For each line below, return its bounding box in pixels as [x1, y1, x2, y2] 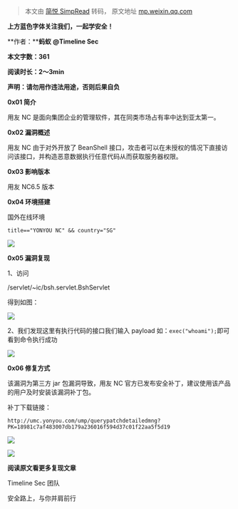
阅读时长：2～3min [7, 68, 65, 76]
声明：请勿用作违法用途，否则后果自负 [7, 83, 120, 91]
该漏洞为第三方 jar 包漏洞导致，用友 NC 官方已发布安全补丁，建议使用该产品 [7, 379, 232, 387]
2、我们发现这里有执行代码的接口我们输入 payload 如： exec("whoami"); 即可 [7, 327, 230, 334]
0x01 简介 [7, 98, 37, 106]
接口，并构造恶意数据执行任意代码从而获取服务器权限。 [19, 153, 182, 160]
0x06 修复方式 [7, 364, 51, 372]
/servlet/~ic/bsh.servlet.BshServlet [7, 283, 110, 292]
